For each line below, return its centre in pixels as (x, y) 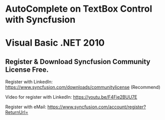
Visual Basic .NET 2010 (55, 43)
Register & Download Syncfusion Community (78, 62)
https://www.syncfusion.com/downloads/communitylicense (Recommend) (83, 87)
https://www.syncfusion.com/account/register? (97, 107)
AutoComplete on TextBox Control (79, 9)
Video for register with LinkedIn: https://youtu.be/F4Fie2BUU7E (71, 97)
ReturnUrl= (17, 112)
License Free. (27, 69)
